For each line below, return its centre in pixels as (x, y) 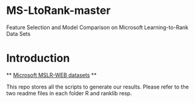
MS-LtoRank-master (58, 11)
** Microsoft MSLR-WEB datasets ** (51, 75)
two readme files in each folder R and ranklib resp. (69, 93)
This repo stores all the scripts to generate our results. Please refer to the (97, 87)
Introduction (38, 58)
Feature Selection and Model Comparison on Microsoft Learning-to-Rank (97, 27)
